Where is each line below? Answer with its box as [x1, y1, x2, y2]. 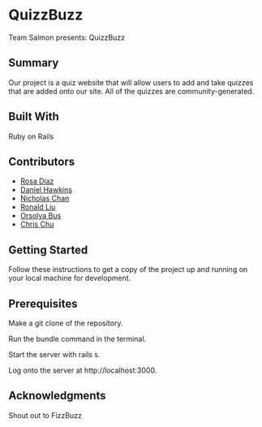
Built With [8, 110, 59, 123]
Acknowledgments [8, 389, 107, 403]
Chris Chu [19, 219, 54, 229]
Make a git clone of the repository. [8, 318, 123, 328]
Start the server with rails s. [8, 350, 101, 359]
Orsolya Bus [19, 211, 62, 221]
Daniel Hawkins [19, 185, 73, 195]
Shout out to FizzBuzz [8, 410, 83, 420]
